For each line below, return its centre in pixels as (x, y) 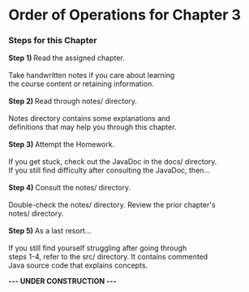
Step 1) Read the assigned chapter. (67, 58)
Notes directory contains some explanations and (89, 119)
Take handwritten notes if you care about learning (92, 76)
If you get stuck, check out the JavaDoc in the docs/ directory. (113, 162)
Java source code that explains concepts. (78, 265)
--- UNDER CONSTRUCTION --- (62, 281)
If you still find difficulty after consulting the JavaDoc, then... (109, 170)
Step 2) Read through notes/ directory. (73, 101)
